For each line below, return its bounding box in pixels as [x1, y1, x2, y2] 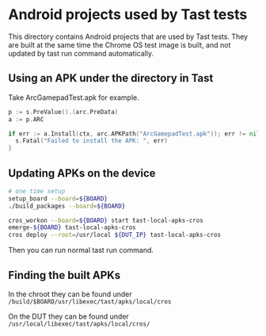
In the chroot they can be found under [8, 289, 132, 299]
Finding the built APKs [8, 268, 121, 282]
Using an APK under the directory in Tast [8, 71, 214, 85]
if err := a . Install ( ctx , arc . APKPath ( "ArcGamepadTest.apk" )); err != [8, 129, 246, 138]
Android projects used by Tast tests [8, 6, 248, 24]
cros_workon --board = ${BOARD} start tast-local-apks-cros [8, 216, 203, 224]
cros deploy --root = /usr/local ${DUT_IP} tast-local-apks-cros [8, 231, 222, 239]
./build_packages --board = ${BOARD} [8, 202, 126, 210]
